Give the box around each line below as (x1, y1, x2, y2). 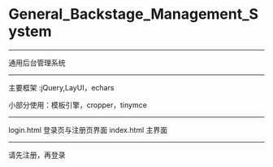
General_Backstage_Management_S (8, 5, 258, 24)
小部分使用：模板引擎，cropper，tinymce (8, 99, 148, 110)
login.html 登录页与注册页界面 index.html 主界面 (8, 125, 168, 134)
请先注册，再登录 (8, 150, 66, 160)
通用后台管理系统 (8, 58, 66, 68)
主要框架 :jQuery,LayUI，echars (8, 82, 115, 92)
